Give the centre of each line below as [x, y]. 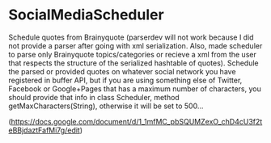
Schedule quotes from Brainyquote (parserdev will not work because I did [131, 37]
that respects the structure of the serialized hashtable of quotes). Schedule [133, 63]
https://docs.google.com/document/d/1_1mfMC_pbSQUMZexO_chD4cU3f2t [137, 121]
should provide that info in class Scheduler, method [94, 97]
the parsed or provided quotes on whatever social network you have [122, 71]
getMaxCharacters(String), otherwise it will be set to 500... [106, 106]
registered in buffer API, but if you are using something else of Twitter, [125, 80]
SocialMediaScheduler [86, 15]
